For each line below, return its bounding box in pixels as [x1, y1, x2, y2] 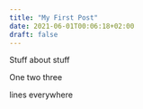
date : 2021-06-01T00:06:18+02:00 [9, 22, 135, 31]
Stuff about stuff [9, 55, 70, 66]
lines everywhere [9, 89, 74, 100]
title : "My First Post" [9, 13, 99, 23]
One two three [9, 72, 63, 83]
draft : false [9, 30, 58, 39]
